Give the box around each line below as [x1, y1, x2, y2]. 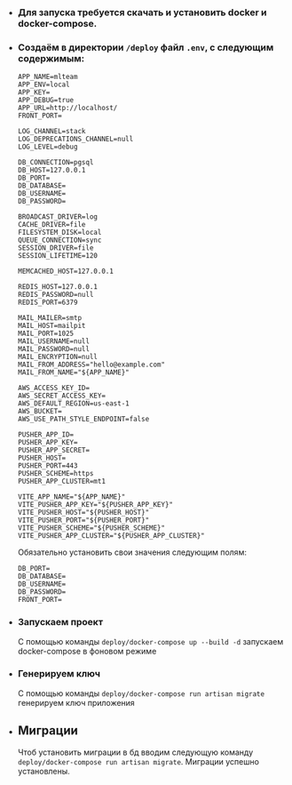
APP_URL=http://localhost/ [17, 104, 118, 113]
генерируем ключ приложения [17, 697, 135, 708]
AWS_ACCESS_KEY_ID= [17, 384, 91, 393]
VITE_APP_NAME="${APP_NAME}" [17, 493, 126, 501]
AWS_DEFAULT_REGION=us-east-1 [17, 399, 130, 408]
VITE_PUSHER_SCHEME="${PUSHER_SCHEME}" [17, 524, 166, 533]
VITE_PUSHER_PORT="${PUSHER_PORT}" [17, 516, 150, 525]
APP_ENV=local [17, 80, 70, 90]
